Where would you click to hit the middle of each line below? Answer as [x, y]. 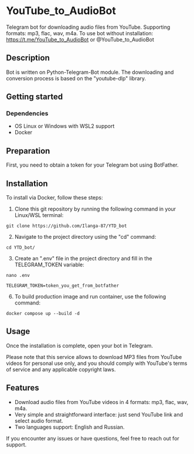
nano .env [18, 276]
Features [23, 388]
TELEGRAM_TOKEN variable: [50, 265]
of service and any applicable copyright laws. [61, 369]
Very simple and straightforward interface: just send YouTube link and [99, 414]
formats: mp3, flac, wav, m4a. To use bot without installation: [80, 33]
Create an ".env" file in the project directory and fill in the [83, 259]
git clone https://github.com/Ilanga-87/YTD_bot [67, 226]
